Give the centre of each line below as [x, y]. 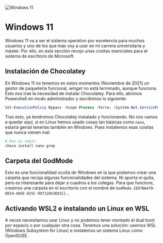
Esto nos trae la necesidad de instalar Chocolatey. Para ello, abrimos [73, 93]
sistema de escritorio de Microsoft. [40, 56]
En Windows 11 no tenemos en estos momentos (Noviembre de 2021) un [77, 83]
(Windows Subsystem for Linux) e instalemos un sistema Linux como [74, 230]
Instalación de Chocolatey [45, 71]
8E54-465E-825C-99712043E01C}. [37, 194]
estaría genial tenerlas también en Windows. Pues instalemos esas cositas [79, 127]
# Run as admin [20, 141]
